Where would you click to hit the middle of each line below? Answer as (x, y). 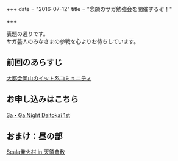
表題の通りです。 (27, 34)
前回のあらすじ (34, 63)
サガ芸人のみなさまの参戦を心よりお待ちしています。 (73, 41)
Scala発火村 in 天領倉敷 (36, 152)
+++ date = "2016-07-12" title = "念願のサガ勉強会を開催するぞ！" (89, 9)
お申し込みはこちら (42, 99)
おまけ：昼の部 (34, 136)
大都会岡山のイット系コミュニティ (49, 78)
